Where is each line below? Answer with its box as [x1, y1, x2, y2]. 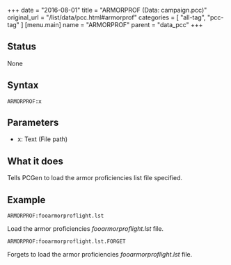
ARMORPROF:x [7, 97, 42, 105]
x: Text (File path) [17, 135, 68, 143]
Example [7, 194, 46, 206]
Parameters [7, 117, 59, 129]
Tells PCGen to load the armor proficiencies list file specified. [7, 174, 183, 182]
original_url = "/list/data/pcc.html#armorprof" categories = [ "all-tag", [7, 13, 207, 22]
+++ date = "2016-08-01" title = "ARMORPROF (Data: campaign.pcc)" [7, 6, 207, 14]
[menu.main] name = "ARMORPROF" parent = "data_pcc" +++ [24, 21, 203, 29]
